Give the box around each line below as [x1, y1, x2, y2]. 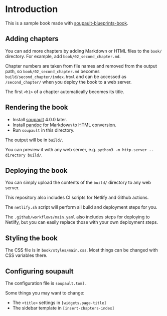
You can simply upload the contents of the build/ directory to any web [5, 179, 151, 186]
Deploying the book [5, 166, 68, 175]
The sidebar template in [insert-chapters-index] [12, 305, 114, 311]
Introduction [5, 4, 58, 15]
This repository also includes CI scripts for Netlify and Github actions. [5, 194, 149, 201]
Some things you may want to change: [5, 290, 85, 296]
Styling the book [5, 234, 58, 242]
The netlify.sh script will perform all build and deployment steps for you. [5, 204, 157, 210]
